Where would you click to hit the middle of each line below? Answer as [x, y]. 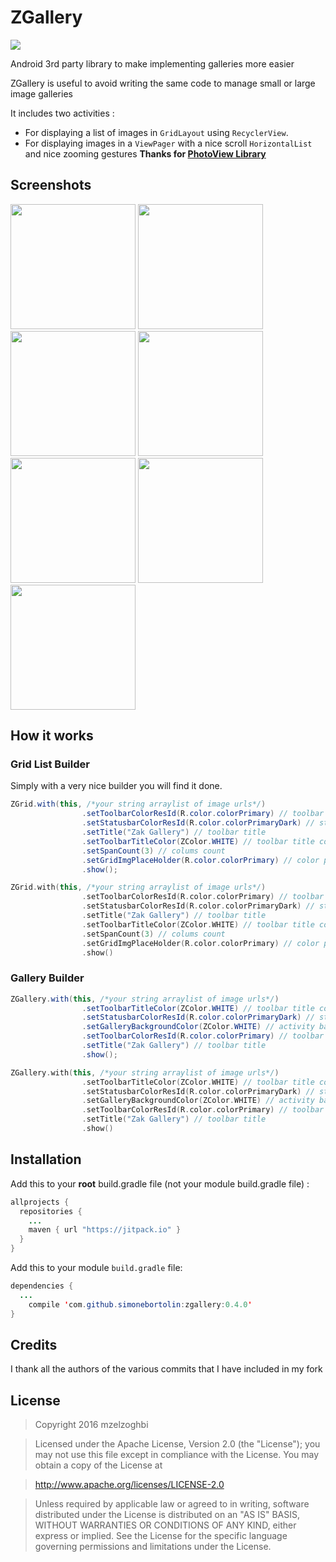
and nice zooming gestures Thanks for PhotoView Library [145, 153]
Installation [46, 1159]
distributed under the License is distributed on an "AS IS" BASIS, [167, 1515]
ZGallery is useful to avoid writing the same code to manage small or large [163, 83]
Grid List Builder [50, 764]
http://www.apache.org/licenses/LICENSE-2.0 [129, 1485]
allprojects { [40, 1202]
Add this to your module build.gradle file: [96, 1268]
